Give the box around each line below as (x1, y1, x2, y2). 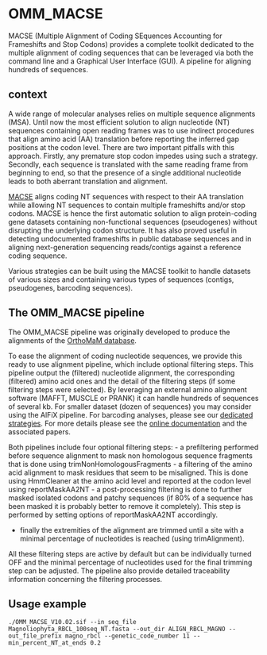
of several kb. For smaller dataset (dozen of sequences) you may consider (8, 402, 252, 411)
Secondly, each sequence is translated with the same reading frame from (8, 160, 249, 169)
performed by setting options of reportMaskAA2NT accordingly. (8, 510, 219, 519)
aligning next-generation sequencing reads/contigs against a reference (8, 242, 242, 252)
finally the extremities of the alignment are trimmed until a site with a (19, 525, 245, 534)
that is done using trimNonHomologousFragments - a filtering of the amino (8, 459, 253, 468)
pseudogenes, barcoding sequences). (8, 283, 133, 292)
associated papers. (8, 426, 72, 437)
